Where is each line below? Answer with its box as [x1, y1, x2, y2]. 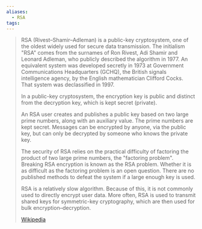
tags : [6, 20, 20, 26]
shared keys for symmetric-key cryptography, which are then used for [20, 198, 195, 205]
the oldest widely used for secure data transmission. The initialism [20, 43, 185, 50]
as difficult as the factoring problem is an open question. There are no [20, 167, 194, 174]
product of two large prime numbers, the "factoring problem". [20, 154, 174, 162]
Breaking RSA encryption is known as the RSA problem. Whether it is [20, 160, 192, 168]
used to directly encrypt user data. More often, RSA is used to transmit [20, 192, 196, 199]
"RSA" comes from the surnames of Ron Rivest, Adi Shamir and [20, 49, 178, 56]
